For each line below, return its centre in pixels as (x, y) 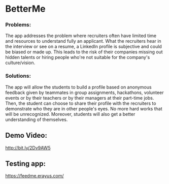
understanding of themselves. (37, 119)
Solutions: (18, 76)
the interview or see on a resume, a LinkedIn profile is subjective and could (84, 47)
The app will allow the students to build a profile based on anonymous (78, 87)
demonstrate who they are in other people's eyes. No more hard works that (84, 109)
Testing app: (26, 163)
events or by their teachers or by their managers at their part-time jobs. (80, 98)
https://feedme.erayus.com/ (35, 176)
